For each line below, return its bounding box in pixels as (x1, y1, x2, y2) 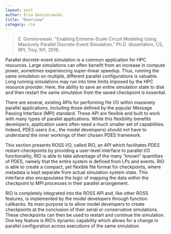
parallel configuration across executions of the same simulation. (5, 223, 140, 229)
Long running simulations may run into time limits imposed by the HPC (5, 79, 154, 85)
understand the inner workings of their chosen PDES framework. (5, 132, 142, 139)
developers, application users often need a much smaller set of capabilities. (5, 121, 165, 127)
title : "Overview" (5, 17, 45, 22)
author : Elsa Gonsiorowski (5, 12, 63, 17)
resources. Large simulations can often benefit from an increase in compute (5, 62, 165, 68)
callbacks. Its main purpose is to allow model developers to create (5, 201, 145, 207)
